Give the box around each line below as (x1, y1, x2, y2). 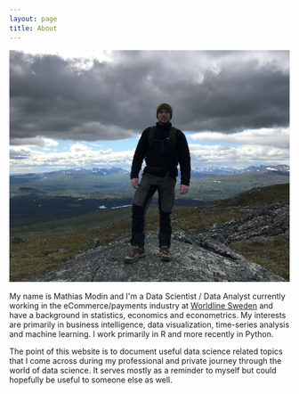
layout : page (9, 14, 58, 23)
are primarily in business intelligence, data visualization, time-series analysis (9, 319, 290, 330)
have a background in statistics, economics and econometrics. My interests (9, 310, 287, 321)
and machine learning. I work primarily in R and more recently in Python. (9, 329, 274, 340)
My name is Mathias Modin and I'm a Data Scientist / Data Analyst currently (9, 291, 287, 302)
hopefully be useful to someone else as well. (9, 374, 173, 385)
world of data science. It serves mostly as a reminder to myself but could (9, 365, 278, 376)
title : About (9, 23, 58, 33)
